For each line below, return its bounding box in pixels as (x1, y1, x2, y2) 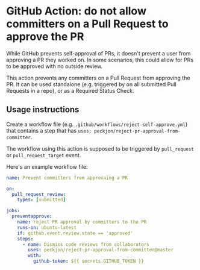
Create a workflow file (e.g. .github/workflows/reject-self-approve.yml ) (6, 121, 188, 128)
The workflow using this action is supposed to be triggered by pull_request (6, 145, 195, 152)
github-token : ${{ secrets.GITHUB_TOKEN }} (33, 258, 145, 265)
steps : (17, 236, 34, 242)
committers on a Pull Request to (6, 17, 169, 31)
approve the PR (6, 30, 84, 43)
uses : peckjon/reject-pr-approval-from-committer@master (28, 247, 173, 253)
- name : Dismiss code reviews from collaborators (22, 241, 149, 248)
